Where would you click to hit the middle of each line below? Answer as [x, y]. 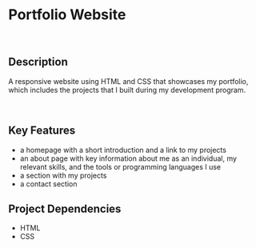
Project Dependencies [65, 208]
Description [38, 62]
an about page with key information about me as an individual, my [128, 158]
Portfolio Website [67, 15]
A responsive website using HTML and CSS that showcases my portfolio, [128, 81]
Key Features [42, 131]
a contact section [48, 184]
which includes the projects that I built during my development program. [127, 90]
